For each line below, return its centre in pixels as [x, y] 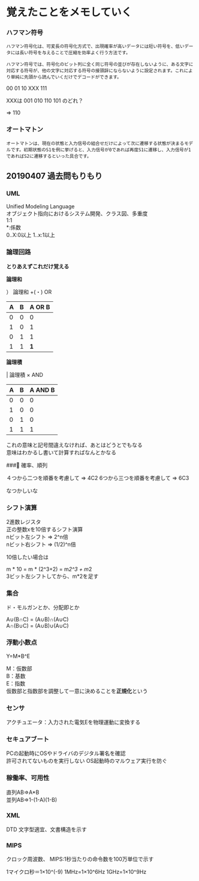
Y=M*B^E [18, 656]
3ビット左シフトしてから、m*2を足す [52, 576]
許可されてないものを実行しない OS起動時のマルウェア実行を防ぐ [87, 761]
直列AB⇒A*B [23, 792]
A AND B [42, 389]
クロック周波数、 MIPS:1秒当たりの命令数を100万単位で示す [80, 859]
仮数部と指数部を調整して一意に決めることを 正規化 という [77, 691]
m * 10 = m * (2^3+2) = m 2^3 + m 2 [49, 569]
